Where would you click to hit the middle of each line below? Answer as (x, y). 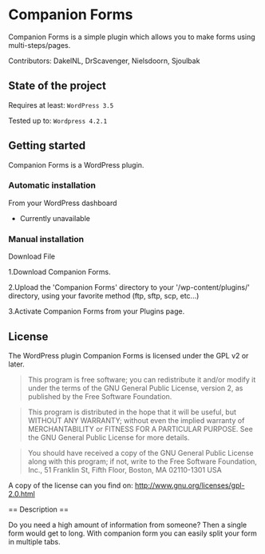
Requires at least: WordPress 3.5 (61, 105)
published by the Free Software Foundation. (100, 396)
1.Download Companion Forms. (59, 272)
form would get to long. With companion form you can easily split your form (132, 533)
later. (17, 364)
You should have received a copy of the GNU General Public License (140, 453)
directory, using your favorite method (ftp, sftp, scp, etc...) (104, 296)
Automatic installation (52, 185)
